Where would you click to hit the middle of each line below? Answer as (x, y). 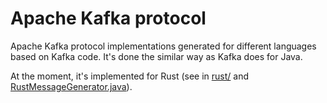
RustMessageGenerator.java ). (71, 86)
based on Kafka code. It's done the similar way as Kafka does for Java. (156, 56)
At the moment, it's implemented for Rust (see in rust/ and (130, 76)
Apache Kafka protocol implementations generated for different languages (163, 46)
